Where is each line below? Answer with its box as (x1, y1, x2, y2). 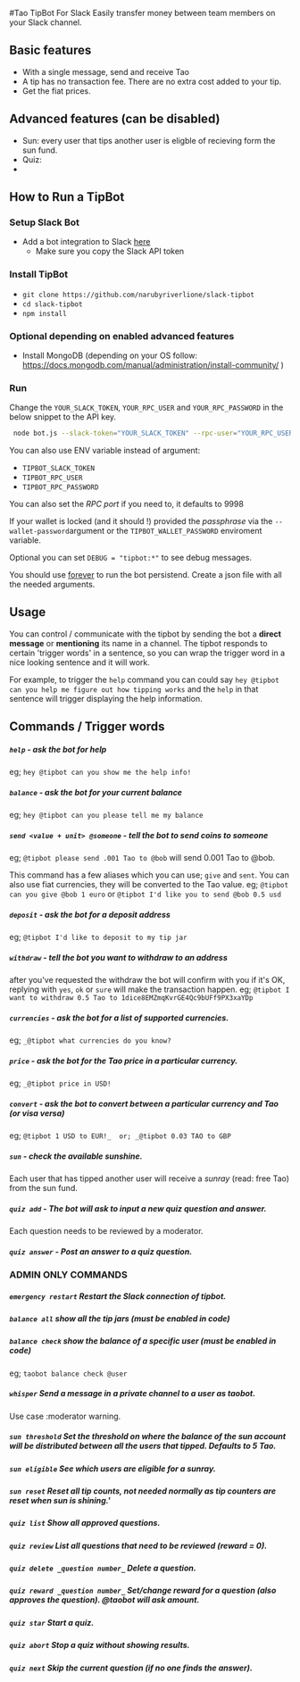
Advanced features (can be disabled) (9, 112, 221, 127)
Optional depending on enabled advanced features (9, 329, 235, 342)
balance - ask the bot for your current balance (9, 787, 183, 797)
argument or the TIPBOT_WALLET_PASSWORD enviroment (69, 526, 262, 537)
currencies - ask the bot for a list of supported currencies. (9, 1012, 229, 1023)
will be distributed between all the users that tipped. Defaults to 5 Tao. (9, 1441, 277, 1452)
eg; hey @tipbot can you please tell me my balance (9, 810, 204, 820)
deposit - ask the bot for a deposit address (9, 909, 171, 920)
